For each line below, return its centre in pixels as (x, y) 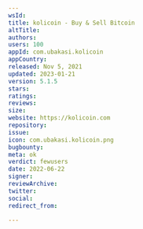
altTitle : (24, 30)
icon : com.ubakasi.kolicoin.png (61, 140)
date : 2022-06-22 (37, 169)
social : (21, 198)
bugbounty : (26, 147)
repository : (27, 125)
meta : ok (22, 154)
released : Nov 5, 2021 (45, 67)
